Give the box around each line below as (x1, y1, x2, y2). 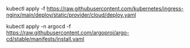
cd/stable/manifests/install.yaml (6, 36, 85, 42)
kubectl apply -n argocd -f (6, 23, 71, 30)
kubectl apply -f (6, 5, 46, 12)
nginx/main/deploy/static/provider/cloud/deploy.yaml (6, 11, 136, 18)
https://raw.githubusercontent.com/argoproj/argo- (6, 29, 130, 36)
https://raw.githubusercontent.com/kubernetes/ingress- (46, 5, 184, 12)
